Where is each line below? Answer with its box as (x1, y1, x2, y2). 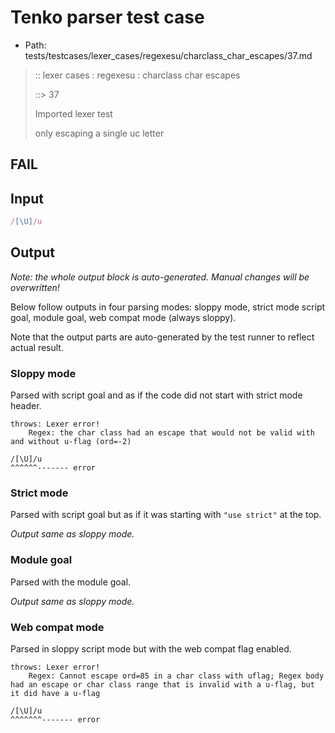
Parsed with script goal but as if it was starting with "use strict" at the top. (10, 509, 322, 521)
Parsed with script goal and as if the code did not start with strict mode (10, 389, 303, 401)
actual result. (10, 341, 64, 353)
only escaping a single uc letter (34, 127, 165, 139)
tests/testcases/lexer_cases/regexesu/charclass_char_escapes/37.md (24, 49, 313, 61)
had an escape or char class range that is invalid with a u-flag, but (10, 680, 315, 690)
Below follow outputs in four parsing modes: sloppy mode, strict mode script (10, 301, 326, 313)
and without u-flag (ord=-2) (10, 437, 132, 447)
